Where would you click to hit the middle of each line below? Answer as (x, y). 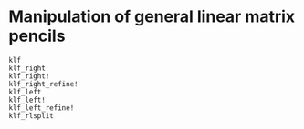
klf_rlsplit (31, 115)
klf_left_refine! (42, 108)
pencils (37, 36)
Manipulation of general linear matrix (152, 17)
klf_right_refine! (43, 84)
